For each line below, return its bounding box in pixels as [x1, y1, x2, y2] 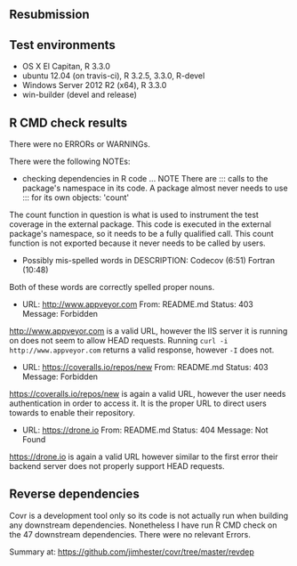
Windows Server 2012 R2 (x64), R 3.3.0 [21, 80, 167, 91]
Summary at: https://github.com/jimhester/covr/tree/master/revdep [9, 546, 255, 557]
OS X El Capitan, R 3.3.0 [21, 61, 111, 72]
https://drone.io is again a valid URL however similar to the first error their [9, 451, 278, 462]
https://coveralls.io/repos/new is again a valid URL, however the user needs [9, 389, 286, 400]
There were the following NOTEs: [9, 156, 131, 167]
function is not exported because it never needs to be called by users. [9, 238, 266, 248]
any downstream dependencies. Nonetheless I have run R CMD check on [9, 520, 277, 530]
